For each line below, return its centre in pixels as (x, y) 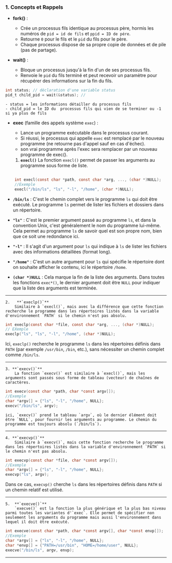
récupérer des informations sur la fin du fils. (67, 81)
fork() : (20, 18)
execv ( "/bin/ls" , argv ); (32, 406)
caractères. (18, 383)
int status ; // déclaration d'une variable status (60, 90)
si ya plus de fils (26, 113)
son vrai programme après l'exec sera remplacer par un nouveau (89, 149)
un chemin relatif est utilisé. (35, 490)
